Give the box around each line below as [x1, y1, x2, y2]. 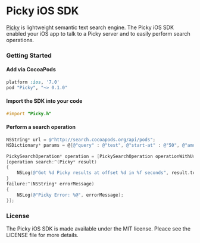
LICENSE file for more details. [6, 231, 79, 238]
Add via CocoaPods [6, 66, 56, 73]
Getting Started [6, 51, 52, 59]
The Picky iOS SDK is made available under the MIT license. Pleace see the [6, 225, 191, 232]
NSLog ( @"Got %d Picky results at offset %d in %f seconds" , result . [17, 170, 190, 176]
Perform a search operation [6, 124, 76, 131]
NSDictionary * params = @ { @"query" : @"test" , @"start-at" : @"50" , [6, 142, 180, 148]
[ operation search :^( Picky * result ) [6, 159, 97, 165]
